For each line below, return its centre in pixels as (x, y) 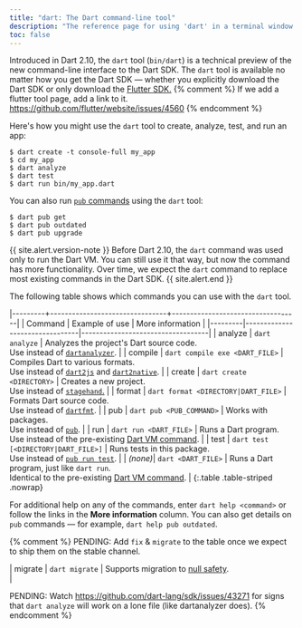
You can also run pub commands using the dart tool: (106, 201)
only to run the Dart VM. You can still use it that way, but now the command (150, 260)
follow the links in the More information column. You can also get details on (151, 515)
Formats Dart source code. (59, 401)
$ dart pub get (38, 217)
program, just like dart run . (60, 469)
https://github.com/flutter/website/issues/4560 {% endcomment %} (136, 109)
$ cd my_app (32, 160)
